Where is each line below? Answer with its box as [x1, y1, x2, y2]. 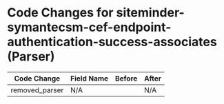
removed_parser [10, 85, 64, 94]
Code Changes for [7, 5, 114, 21]
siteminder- [116, 5, 185, 21]
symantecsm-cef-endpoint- [7, 19, 172, 35]
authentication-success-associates [7, 34, 217, 50]
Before [114, 74, 138, 83]
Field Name [70, 74, 109, 83]
